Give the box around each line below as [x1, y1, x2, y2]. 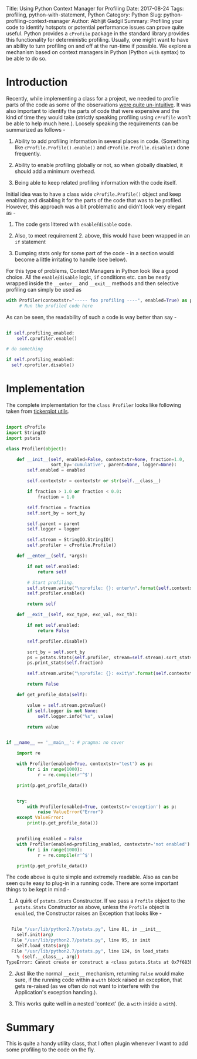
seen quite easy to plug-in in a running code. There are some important [6, 880, 179, 887]
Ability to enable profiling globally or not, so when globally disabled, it [14, 161, 183, 168]
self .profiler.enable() [27, 590, 85, 596]
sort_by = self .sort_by [27, 649, 85, 655]
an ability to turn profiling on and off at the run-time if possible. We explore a [6, 42, 191, 49]
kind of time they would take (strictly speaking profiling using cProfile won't [6, 113, 191, 121]
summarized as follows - [6, 126, 66, 133]
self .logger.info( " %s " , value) [37, 713, 114, 719]
